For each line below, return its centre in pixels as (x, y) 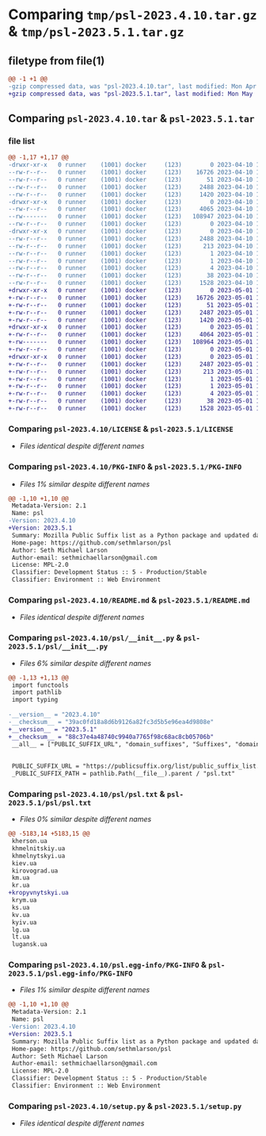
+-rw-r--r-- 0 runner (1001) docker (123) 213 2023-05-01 (131, 372)
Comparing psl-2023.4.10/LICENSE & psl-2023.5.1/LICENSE (121, 429)
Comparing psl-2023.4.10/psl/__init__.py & (95, 638)
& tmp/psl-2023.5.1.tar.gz (96, 31)
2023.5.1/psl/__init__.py (58, 647)
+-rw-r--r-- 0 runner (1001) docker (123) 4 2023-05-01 (131, 394)
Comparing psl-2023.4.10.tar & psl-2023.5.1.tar (131, 119)
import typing (35, 700)
